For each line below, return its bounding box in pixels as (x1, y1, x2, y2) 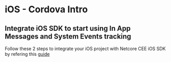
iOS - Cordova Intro (5, 4, 88, 15)
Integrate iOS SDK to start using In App (5, 24, 131, 33)
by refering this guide (5, 51, 50, 57)
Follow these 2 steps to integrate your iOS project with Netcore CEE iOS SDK (5, 46, 166, 52)
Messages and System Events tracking (5, 32, 131, 40)
